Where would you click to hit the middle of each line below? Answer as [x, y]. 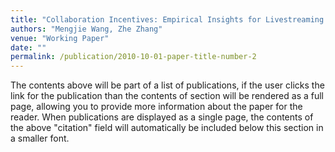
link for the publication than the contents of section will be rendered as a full [167, 96]
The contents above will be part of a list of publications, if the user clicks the [167, 85]
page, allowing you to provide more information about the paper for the [156, 107]
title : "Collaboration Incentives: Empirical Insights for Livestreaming [167, 19]
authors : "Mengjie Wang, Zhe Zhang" [86, 29]
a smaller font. [40, 138]
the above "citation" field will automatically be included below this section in [167, 128]
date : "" [28, 47]
